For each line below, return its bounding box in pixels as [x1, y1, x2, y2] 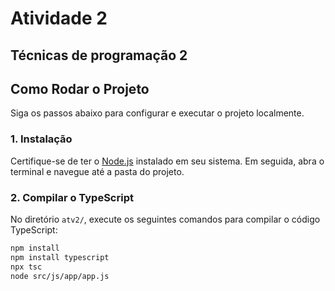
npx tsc [10, 262, 43, 272]
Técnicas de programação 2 [10, 47, 188, 64]
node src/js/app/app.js [10, 271, 110, 281]
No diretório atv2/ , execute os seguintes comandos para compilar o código [10, 213, 321, 225]
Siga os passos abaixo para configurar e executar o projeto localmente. [10, 107, 305, 119]
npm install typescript [10, 252, 110, 262]
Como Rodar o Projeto [10, 80, 150, 97]
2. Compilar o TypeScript [10, 190, 134, 204]
